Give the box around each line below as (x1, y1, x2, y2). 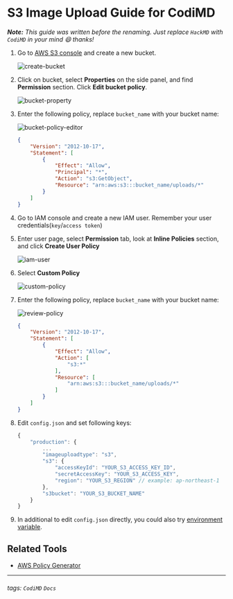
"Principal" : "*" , (54, 168, 108, 176)
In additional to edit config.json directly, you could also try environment (17, 515, 223, 524)
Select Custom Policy (17, 268, 80, 277)
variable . (17, 523, 43, 531)
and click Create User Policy (17, 241, 100, 250)
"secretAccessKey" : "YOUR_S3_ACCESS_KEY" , (54, 471, 180, 478)
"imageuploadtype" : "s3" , (42, 451, 117, 458)
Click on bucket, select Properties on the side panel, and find (17, 75, 193, 84)
